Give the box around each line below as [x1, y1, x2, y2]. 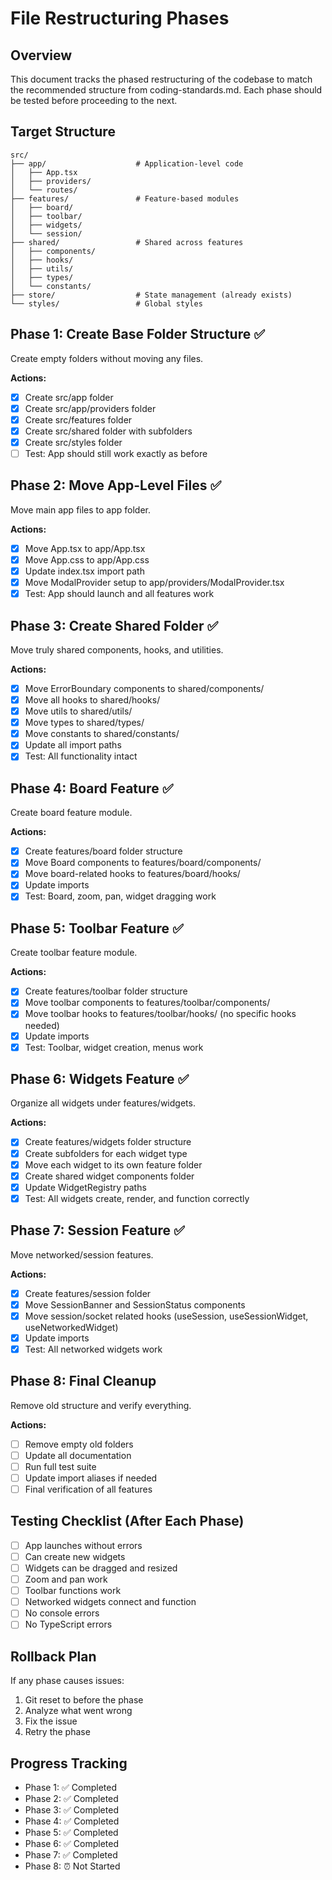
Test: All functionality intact [24, 750, 138, 762]
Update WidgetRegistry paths [24, 1181, 147, 1193]
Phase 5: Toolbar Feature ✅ [10, 920, 184, 937]
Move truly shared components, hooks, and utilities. [10, 643, 224, 656]
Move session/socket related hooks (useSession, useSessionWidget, [24, 1310, 309, 1322]
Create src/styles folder [24, 436, 123, 448]
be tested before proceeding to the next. [10, 95, 178, 106]
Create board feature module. [10, 807, 133, 819]
